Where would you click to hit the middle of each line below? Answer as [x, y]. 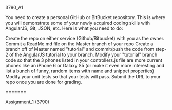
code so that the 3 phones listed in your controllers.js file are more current [84, 60]
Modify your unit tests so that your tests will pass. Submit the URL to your [83, 76]
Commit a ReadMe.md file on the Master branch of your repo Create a [79, 44]
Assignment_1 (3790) [27, 102]
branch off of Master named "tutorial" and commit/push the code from [80, 49]
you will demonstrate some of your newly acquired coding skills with [78, 23]
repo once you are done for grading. [44, 82]
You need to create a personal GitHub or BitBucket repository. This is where [85, 17]
